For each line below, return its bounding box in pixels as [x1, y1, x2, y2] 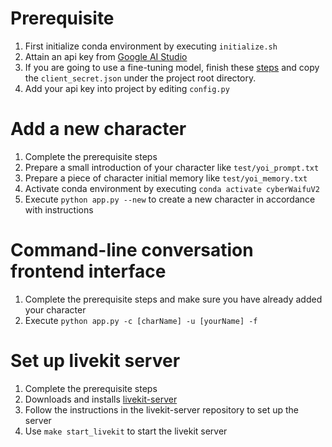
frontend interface [10, 260, 167, 283]
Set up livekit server [10, 350, 181, 372]
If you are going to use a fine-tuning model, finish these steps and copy [24, 61, 320, 73]
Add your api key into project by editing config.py [24, 82, 230, 94]
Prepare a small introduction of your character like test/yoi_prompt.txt [24, 161, 320, 173]
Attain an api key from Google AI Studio [24, 50, 188, 62]
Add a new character [10, 118, 187, 141]
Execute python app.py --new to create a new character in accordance [24, 193, 316, 205]
